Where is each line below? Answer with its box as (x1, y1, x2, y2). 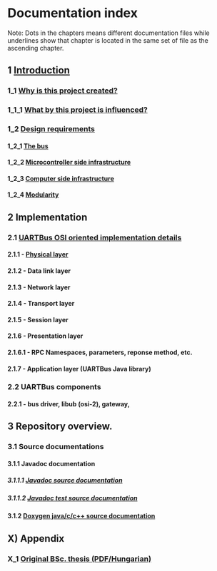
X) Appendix (7, 533, 65, 545)
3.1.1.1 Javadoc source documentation (7, 475, 123, 484)
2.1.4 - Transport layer (7, 299, 75, 308)
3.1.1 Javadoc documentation (7, 459, 96, 468)
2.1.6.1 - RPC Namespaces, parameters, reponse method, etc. (7, 348, 193, 356)
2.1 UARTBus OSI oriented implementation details (7, 232, 182, 242)
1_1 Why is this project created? (7, 86, 118, 96)
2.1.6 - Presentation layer (7, 331, 84, 340)
